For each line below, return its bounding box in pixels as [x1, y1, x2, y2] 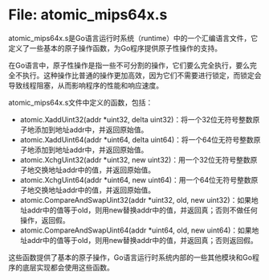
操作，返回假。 [19, 215, 70, 224]
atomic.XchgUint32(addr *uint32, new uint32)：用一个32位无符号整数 [19, 154, 251, 164]
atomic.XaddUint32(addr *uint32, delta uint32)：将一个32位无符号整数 [19, 114, 253, 124]
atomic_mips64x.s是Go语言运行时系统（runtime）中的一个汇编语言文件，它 [8, 33, 259, 43]
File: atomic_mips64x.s [8, 6, 168, 24]
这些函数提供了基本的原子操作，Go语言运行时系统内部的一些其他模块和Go [8, 252, 253, 262]
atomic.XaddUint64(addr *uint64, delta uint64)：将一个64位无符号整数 [19, 134, 255, 144]
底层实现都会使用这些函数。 [22, 262, 114, 272]
